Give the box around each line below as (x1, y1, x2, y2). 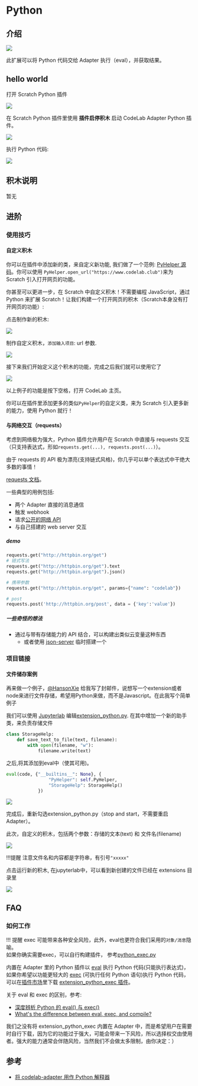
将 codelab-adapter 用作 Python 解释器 (14, 1073, 111, 1080)
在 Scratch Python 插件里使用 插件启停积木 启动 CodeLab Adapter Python (6, 114, 185, 122)
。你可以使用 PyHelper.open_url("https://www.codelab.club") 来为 (11, 268, 174, 276)
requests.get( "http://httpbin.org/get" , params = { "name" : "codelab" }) (6, 585, 181, 591)
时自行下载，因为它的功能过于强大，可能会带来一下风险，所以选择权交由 (6, 1030, 182, 1037)
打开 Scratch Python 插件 (6, 90, 68, 98)
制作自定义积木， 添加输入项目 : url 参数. (6, 339, 97, 347)
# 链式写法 (6, 558, 30, 564)
